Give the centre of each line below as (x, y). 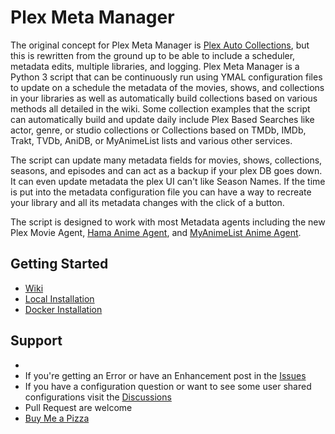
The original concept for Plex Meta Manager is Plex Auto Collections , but (160, 45)
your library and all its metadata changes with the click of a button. (147, 202)
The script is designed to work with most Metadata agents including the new (168, 222)
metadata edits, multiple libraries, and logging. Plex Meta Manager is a (155, 66)
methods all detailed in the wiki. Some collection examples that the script (160, 108)
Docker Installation (63, 309)
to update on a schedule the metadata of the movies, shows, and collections (167, 87)
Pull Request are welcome (78, 407)
